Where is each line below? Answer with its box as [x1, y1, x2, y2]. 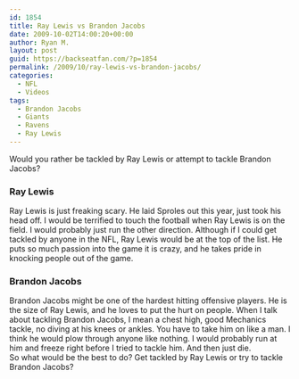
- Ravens [17, 121, 50, 130]
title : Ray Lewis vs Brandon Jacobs [9, 21, 145, 30]
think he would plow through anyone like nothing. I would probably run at [9, 334, 278, 344]
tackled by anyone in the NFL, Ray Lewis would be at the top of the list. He [9, 234, 283, 245]
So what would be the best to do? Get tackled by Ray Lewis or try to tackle [9, 352, 284, 363]
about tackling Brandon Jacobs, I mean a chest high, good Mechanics [9, 314, 267, 325]
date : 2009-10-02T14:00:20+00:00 [9, 29, 134, 38]
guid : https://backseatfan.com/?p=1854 [9, 54, 158, 63]
